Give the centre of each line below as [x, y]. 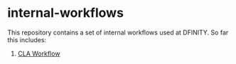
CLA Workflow [39, 53]
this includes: [27, 39]
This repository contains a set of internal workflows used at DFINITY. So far [118, 32]
